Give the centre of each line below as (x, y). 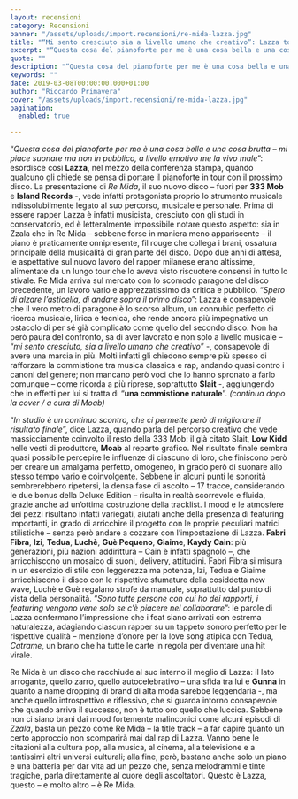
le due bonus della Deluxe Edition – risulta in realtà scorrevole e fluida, (138, 496)
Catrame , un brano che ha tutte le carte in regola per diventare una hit (138, 646)
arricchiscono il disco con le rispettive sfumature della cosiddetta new (138, 580)
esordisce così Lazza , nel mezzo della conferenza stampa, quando (132, 168)
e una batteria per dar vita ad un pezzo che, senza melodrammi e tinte (138, 766)
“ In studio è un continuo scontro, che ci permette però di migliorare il (135, 420)
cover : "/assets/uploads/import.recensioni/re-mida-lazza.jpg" (129, 100)
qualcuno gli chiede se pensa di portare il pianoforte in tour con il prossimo (146, 177)
